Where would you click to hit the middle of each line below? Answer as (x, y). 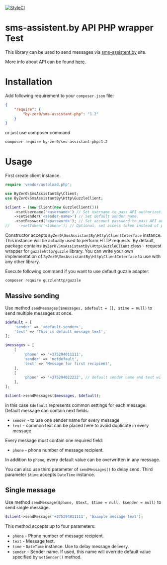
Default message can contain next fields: (47, 410)
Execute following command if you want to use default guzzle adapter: (77, 272)
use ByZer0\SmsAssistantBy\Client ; (42, 193)
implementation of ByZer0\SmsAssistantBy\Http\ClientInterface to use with (83, 257)
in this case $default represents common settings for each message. (76, 405)
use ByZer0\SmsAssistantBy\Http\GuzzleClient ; (54, 198)
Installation (29, 82)
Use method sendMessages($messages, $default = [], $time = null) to (79, 308)
